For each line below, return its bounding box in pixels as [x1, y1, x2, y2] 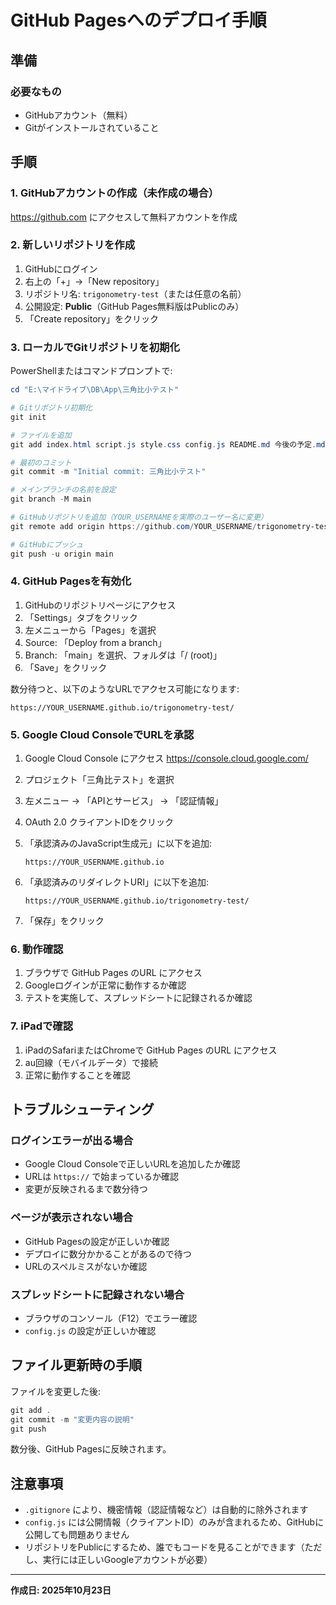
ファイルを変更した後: [10, 1385, 102, 1397]
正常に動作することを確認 [24, 1069, 131, 1081]
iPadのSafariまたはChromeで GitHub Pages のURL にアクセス [24, 1044, 278, 1056]
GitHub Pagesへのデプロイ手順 [10, 9, 267, 32]
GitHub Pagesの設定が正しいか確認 [24, 1235, 170, 1247]
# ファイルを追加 [10, 430, 72, 440]
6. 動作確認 [10, 942, 64, 956]
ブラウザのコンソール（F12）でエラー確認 [24, 1312, 198, 1324]
